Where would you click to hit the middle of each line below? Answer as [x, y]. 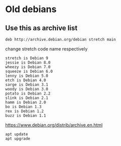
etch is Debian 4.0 [26, 80]
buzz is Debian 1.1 [26, 116]
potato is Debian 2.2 [28, 93]
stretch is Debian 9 [27, 58]
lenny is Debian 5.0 [27, 76]
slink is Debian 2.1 [27, 98]
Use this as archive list [41, 28]
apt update [17, 134]
